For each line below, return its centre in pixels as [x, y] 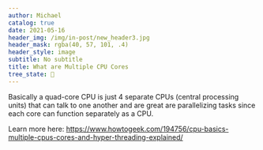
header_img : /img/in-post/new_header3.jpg [79, 37]
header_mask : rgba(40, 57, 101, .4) [68, 45]
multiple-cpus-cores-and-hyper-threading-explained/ [96, 137]
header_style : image [42, 52]
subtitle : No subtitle [45, 60]
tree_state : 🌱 [32, 74]
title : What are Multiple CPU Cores [68, 67]
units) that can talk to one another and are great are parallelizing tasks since [132, 105]
